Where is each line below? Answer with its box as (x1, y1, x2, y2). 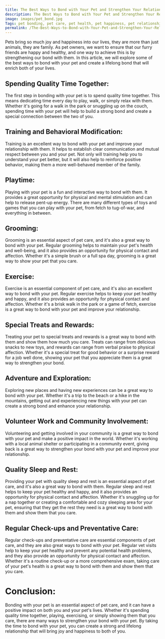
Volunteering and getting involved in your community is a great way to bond (5, 430, 159, 436)
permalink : (5, 26, 27, 31)
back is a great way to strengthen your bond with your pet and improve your (5, 446, 159, 452)
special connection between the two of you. (5, 113, 94, 119)
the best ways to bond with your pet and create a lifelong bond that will (5, 60, 149, 66)
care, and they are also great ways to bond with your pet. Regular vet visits (5, 543, 157, 548)
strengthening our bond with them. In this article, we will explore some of (5, 55, 153, 61)
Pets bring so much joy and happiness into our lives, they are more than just (5, 39, 159, 45)
